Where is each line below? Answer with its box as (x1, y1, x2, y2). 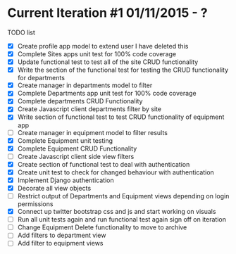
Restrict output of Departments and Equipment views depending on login (17, 192, 230, 200)
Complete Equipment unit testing (17, 136, 113, 145)
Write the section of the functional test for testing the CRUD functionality (17, 65, 229, 75)
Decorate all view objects (17, 184, 92, 192)
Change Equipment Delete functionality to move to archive (17, 223, 187, 231)
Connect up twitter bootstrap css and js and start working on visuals (17, 208, 216, 216)
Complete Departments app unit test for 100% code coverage (17, 89, 197, 98)
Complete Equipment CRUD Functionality (17, 144, 137, 153)
